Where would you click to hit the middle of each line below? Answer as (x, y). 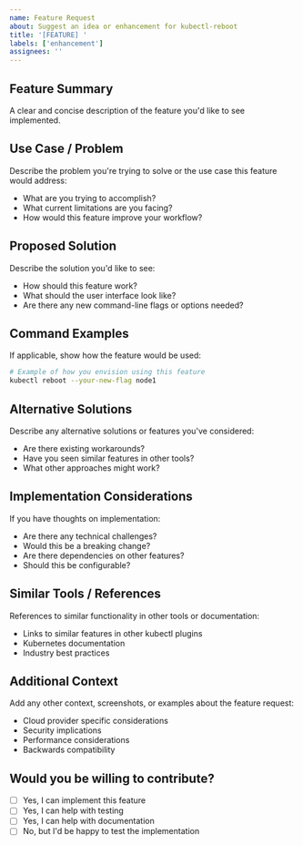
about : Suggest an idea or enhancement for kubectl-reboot (124, 26)
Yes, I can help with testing (73, 810)
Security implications (62, 730)
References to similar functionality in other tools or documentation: (135, 616)
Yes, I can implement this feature (84, 800)
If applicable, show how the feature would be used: (106, 355)
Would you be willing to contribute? (112, 778)
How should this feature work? (80, 285)
